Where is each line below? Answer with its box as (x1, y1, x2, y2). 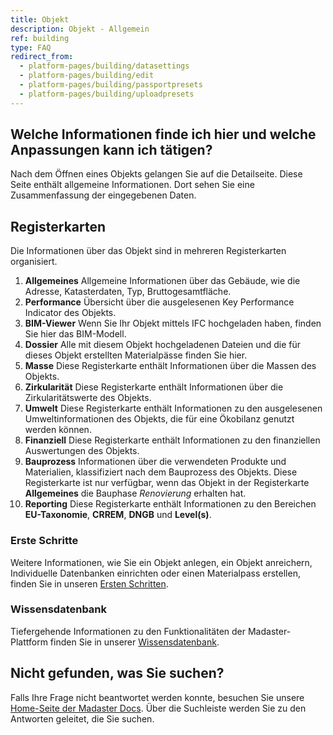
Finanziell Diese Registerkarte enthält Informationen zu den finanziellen (24, 434, 321, 446)
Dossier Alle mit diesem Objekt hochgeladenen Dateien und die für (24, 339, 302, 351)
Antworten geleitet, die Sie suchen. (10, 712, 155, 725)
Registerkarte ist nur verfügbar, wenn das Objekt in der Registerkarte (24, 477, 310, 489)
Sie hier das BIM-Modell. (24, 328, 127, 340)
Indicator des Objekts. (24, 307, 117, 319)
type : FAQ (10, 42, 52, 53)
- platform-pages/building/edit (19, 71, 155, 81)
